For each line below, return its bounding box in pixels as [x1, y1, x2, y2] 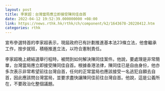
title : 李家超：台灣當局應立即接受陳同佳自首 [5, 12, 87, 17]
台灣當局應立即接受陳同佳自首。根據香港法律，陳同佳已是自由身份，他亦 [13, 62, 160, 68]
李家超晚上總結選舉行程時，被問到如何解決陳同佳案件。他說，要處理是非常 [5, 56, 156, 62]
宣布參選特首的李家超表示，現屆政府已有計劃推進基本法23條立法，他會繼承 [5, 40, 157, 46]
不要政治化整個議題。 [13, 81, 57, 87]
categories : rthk [5, 26, 41, 30]
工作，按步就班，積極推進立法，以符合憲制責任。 [5, 46, 104, 52]
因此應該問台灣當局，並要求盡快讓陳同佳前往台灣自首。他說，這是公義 [13, 75, 156, 81]
